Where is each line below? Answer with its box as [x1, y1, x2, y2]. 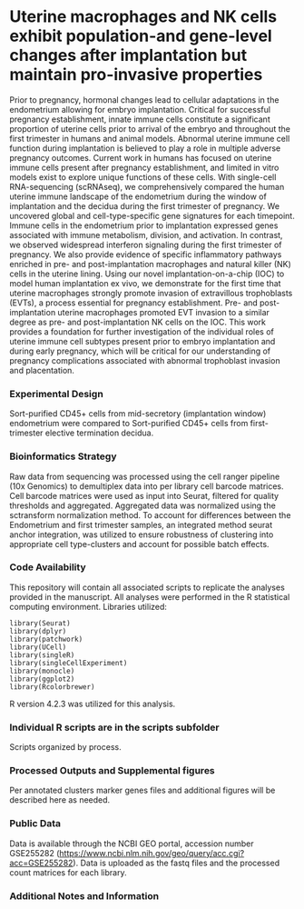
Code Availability [9, 561, 86, 574]
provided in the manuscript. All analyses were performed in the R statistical [9, 591, 290, 602]
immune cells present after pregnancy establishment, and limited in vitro [9, 162, 279, 173]
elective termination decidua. [44, 427, 154, 438]
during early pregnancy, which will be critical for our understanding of [9, 345, 271, 356]
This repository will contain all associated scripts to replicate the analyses [9, 582, 286, 593]
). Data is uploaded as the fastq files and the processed [72, 857, 279, 868]
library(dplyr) [9, 626, 67, 635]
